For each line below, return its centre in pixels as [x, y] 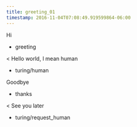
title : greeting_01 [31, 12]
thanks [23, 94]
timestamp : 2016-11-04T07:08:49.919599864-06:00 [68, 18]
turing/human [32, 70]
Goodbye [18, 82]
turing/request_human [43, 117]
